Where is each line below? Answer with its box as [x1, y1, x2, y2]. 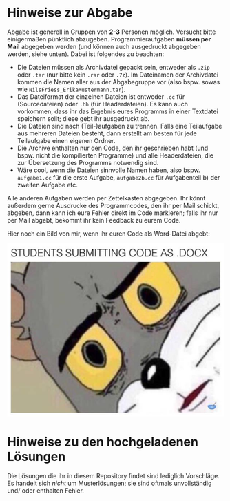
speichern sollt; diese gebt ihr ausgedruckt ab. [17, 114, 150, 122]
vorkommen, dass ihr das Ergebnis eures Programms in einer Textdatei [17, 107, 218, 115]
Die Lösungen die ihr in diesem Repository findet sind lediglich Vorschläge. [7, 471, 220, 480]
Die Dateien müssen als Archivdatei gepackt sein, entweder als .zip [17, 63, 210, 71]
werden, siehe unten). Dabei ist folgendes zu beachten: [7, 50, 165, 58]
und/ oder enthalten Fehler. [7, 486, 85, 495]
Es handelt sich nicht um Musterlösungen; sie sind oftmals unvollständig [7, 479, 212, 487]
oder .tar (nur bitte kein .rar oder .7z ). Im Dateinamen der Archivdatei [17, 70, 219, 79]
